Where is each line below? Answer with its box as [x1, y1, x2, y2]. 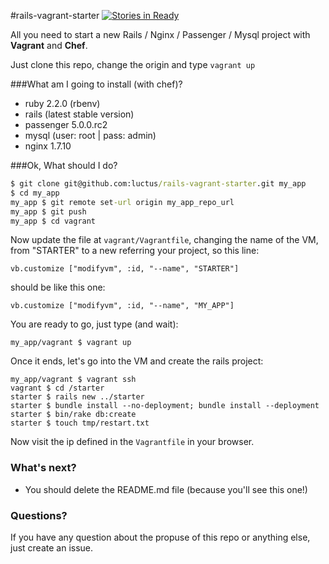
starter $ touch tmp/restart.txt [10, 418, 150, 429]
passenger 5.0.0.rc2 [24, 119, 108, 130]
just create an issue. [10, 541, 94, 554]
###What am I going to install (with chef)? [10, 78, 183, 90]
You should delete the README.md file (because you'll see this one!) [24, 483, 308, 495]
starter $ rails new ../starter [10, 392, 145, 402]
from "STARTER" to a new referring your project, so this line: [10, 245, 260, 257]
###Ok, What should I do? [10, 160, 118, 171]
